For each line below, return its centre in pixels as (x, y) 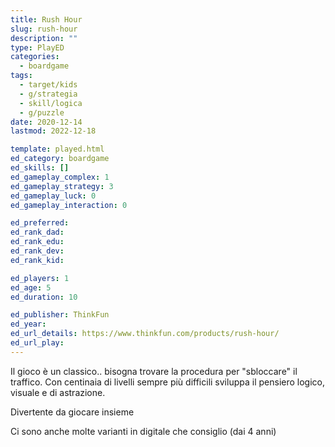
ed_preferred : (40, 223)
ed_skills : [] (40, 168)
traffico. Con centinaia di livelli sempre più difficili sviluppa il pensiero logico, (167, 382)
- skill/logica (51, 103)
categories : (35, 57)
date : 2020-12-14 (46, 122)
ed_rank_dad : (37, 232)
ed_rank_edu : (37, 242)
